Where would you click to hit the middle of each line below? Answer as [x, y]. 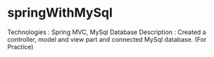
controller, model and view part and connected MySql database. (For [107, 39]
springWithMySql [60, 13]
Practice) [20, 47]
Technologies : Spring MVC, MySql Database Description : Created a [107, 32]
